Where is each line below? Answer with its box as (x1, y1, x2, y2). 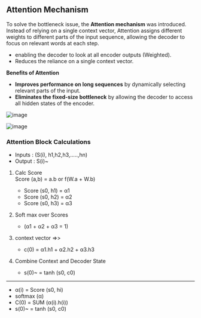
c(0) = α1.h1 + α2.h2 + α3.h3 (23, 246, 95, 253)
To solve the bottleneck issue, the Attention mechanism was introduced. (6, 20, 187, 27)
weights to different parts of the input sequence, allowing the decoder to (6, 33, 185, 41)
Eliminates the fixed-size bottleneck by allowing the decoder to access (14, 93, 193, 100)
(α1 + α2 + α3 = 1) (23, 223, 69, 230)
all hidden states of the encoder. (14, 100, 95, 107)
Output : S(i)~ (14, 158, 49, 165)
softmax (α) (14, 292, 44, 300)
